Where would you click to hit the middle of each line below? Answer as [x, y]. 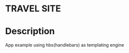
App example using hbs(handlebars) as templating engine [64, 45]
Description [30, 31]
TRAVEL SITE [33, 9]
